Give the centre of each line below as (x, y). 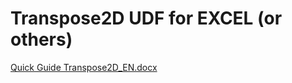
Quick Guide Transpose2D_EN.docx (84, 67)
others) (41, 39)
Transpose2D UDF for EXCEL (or (146, 18)
